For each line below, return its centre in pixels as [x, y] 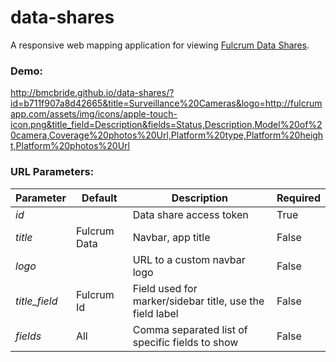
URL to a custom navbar [189, 259]
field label [155, 313]
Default [99, 198]
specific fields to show [185, 342]
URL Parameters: [52, 172]
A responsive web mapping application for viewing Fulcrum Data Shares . [160, 45]
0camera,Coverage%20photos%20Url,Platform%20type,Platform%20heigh [167, 135]
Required [298, 198]
